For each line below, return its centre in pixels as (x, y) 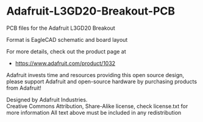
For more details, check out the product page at (66, 51)
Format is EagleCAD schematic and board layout (67, 39)
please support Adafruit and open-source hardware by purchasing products (101, 81)
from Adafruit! (24, 88)
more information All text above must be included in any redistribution (94, 112)
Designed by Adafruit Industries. (47, 100)
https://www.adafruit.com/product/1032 (65, 63)
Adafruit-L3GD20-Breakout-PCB (91, 11)
